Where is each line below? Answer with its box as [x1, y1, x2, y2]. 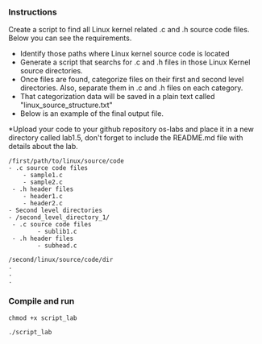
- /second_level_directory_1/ [8, 213, 110, 222]
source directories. [19, 66, 83, 76]
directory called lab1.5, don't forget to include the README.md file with [8, 133, 243, 143]
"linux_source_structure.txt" [19, 100, 113, 110]
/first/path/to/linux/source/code [8, 157, 125, 165]
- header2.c [23, 200, 63, 208]
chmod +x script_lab [8, 313, 78, 322]
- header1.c [23, 193, 63, 201]
